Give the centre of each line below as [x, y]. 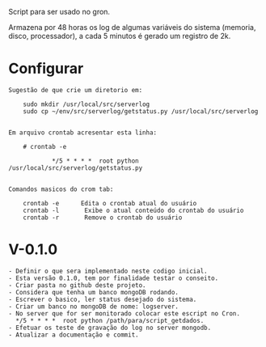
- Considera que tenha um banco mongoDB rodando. [94, 292]
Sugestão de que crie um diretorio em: [76, 90]
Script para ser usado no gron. [59, 12]
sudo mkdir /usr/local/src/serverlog [87, 104]
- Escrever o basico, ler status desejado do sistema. [103, 299]
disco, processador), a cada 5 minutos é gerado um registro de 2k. [120, 36]
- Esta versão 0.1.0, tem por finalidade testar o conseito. [114, 278]
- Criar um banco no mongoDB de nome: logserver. [94, 307]
